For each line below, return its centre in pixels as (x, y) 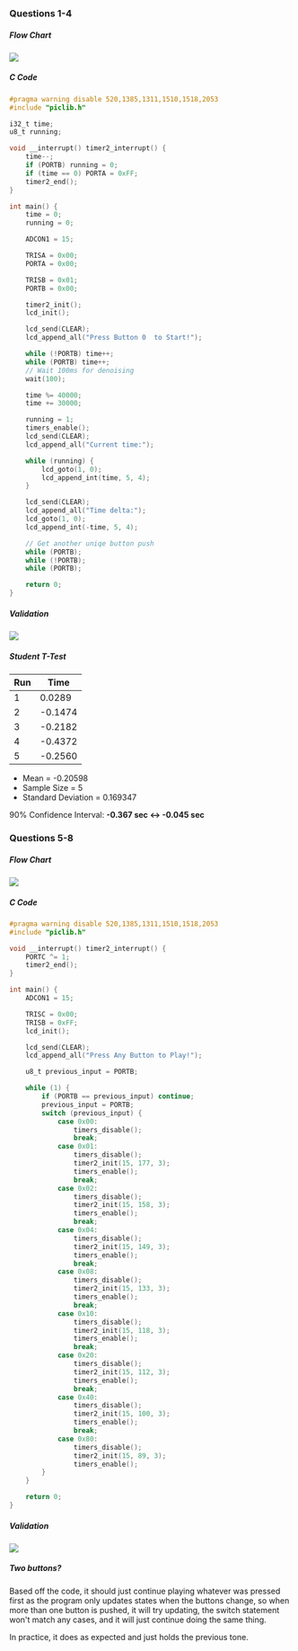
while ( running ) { (60, 461)
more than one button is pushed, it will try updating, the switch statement (145, 1610)
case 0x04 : (78, 1230)
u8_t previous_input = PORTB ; (82, 1072)
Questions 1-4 (41, 13)
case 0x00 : (78, 1122)
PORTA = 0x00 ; (52, 263)
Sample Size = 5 (53, 788)
